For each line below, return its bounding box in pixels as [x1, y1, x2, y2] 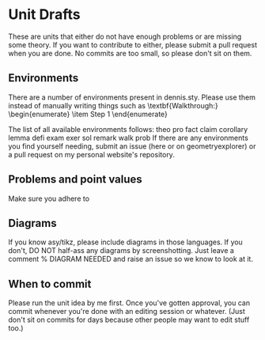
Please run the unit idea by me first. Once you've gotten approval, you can [8, 298, 251, 308]
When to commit [8, 277, 92, 290]
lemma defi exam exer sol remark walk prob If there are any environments [8, 133, 249, 142]
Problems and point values [8, 172, 142, 187]
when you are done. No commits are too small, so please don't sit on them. [8, 48, 252, 58]
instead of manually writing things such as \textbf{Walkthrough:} [8, 100, 219, 110]
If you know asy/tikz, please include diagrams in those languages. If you [8, 237, 243, 247]
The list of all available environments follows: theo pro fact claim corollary [8, 124, 248, 134]
